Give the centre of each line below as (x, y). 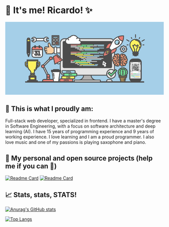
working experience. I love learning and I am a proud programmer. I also (80, 137)
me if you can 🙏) (31, 166)
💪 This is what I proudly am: (49, 109)
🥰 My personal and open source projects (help (79, 158)
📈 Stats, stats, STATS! (41, 194)
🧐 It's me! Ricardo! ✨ (49, 10)
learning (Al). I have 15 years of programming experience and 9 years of (80, 132)
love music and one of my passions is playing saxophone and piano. (76, 142)
